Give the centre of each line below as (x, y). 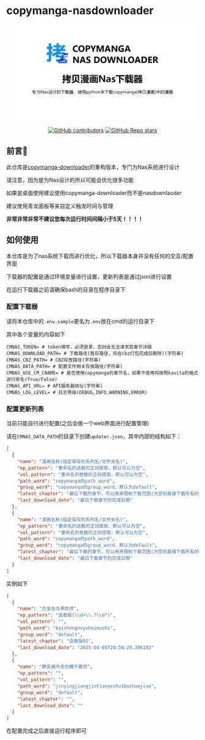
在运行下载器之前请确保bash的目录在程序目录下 (66, 289)
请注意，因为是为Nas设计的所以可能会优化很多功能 (70, 180)
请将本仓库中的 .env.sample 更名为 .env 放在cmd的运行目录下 (81, 321)
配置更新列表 (25, 409)
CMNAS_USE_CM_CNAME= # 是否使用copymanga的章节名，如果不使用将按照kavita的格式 (102, 373)
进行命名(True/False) (32, 379)
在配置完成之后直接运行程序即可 (46, 731)
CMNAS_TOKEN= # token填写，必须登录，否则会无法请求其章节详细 (79, 347)
